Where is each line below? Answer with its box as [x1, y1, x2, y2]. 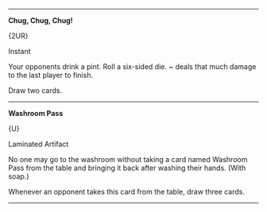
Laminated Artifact [8, 140, 69, 148]
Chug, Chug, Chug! [8, 16, 73, 25]
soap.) [8, 172, 29, 181]
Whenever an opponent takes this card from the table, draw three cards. [8, 187, 245, 196]
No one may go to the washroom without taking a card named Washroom [8, 155, 248, 164]
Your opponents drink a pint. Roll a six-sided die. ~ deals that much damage [8, 62, 257, 71]
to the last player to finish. [8, 71, 94, 79]
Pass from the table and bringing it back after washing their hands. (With [8, 164, 246, 172]
